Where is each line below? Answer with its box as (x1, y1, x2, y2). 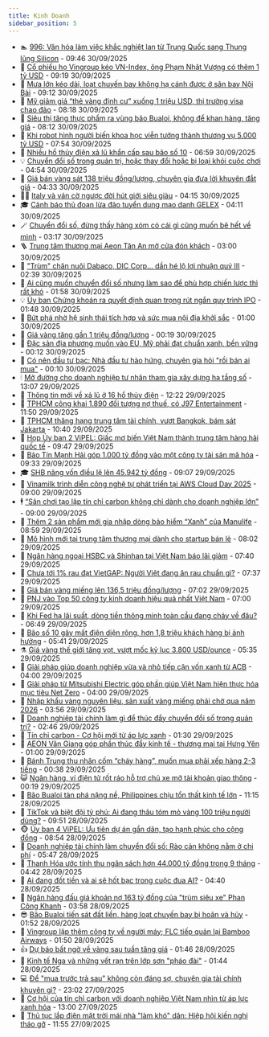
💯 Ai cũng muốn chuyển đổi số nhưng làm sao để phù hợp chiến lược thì (19, 278, 259, 288)
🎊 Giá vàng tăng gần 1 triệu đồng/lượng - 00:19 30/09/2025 (19, 330, 217, 339)
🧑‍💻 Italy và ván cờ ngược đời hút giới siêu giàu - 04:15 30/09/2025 (19, 191, 240, 200)
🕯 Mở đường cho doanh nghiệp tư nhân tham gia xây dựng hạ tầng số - (19, 372, 253, 382)
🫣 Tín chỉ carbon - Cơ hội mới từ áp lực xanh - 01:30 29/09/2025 (19, 730, 234, 740)
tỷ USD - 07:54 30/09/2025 (19, 138, 112, 149)
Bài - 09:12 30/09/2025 (19, 88, 98, 97)
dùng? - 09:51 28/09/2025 (19, 815, 108, 825)
